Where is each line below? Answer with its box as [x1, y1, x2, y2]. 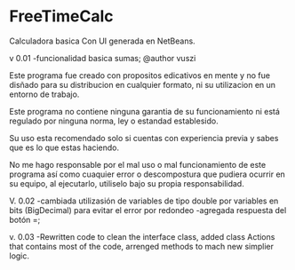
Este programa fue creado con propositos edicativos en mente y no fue [9, 69, 271, 81]
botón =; [9, 214, 41, 225]
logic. [9, 250, 29, 261]
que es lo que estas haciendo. [9, 142, 120, 153]
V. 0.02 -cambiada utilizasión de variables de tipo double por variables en [9, 195, 279, 206]
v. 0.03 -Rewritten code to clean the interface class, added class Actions [9, 231, 275, 242]
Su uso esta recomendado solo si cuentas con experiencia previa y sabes [9, 132, 279, 143]
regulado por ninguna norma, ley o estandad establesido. [9, 115, 219, 126]
